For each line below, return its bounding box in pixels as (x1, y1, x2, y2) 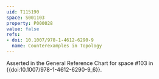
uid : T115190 (6, 9, 40, 15)
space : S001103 (6, 15, 45, 21)
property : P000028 (6, 20, 53, 26)
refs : (6, 32, 20, 38)
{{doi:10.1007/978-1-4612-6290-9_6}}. (6, 66, 102, 73)
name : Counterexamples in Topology (12, 43, 102, 49)
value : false (6, 26, 40, 32)
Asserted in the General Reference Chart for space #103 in (6, 59, 154, 67)
